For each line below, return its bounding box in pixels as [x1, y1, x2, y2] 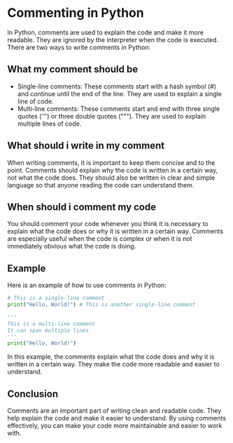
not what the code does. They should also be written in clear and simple [7, 173, 216, 182]
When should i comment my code [7, 201, 156, 213]
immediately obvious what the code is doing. [7, 242, 136, 251]
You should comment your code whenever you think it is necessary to [7, 220, 209, 228]
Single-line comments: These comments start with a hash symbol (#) [17, 82, 217, 91]
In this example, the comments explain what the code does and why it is [7, 352, 215, 361]
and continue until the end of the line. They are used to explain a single [17, 89, 223, 98]
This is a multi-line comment [7, 320, 96, 327]
